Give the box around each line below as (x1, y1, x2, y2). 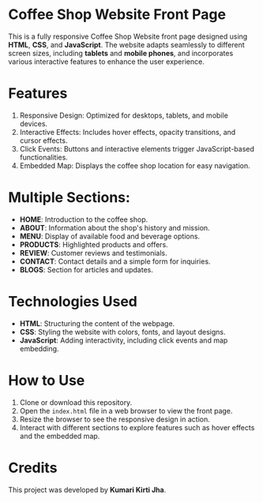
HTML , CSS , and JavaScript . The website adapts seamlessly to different (8, 39, 245, 49)
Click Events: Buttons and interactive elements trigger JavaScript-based (19, 144, 255, 153)
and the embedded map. (19, 431, 100, 440)
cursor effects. (19, 136, 68, 145)
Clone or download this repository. (19, 397, 133, 407)
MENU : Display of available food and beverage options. (19, 231, 200, 241)
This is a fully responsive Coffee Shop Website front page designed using (8, 32, 248, 41)
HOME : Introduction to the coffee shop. (19, 215, 148, 224)
